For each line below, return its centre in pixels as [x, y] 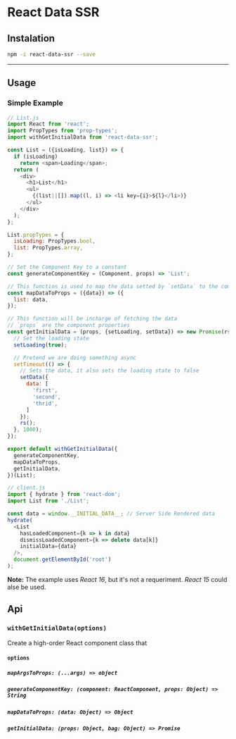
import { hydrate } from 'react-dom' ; [64, 495]
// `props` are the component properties [69, 325]
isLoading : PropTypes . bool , [55, 241]
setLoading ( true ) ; [41, 345]
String [17, 696]
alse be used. [27, 587]
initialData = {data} [48, 547]
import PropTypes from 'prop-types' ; [63, 131]
